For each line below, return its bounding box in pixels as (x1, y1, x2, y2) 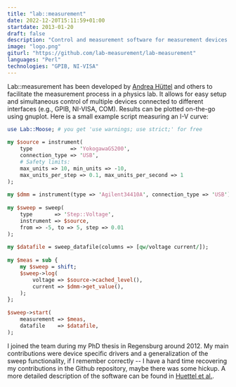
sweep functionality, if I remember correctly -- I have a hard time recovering (7, 357, 228, 365)
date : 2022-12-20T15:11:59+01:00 (7, 17, 105, 24)
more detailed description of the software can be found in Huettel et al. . (7, 371, 214, 380)
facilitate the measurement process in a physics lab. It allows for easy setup (7, 90, 227, 98)
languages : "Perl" (7, 56, 61, 63)
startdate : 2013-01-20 (7, 23, 74, 30)
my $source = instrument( (7, 139, 83, 146)
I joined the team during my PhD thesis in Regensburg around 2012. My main (7, 341, 229, 350)
